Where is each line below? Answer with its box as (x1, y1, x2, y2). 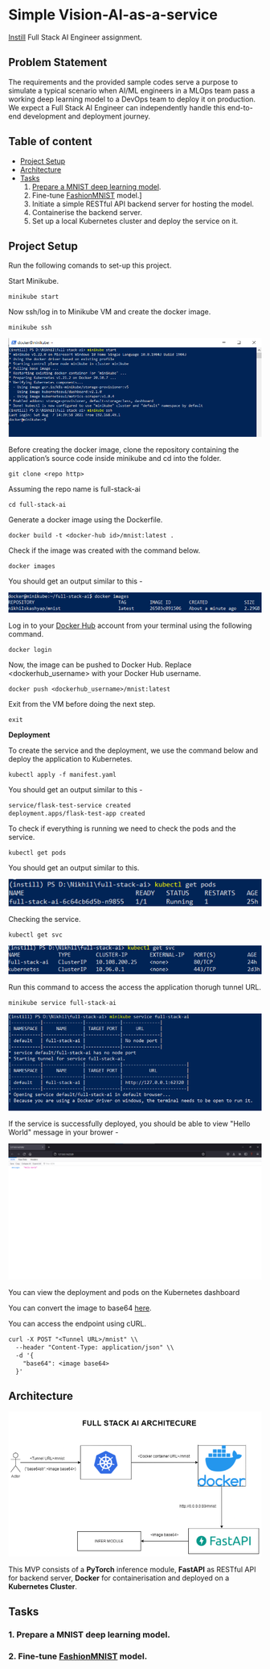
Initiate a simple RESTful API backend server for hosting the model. (31, 199, 255, 209)
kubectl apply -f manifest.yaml (8, 770, 117, 778)
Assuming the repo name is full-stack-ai (8, 484, 141, 494)
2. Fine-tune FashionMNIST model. (8, 1650, 148, 1662)
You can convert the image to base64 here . (8, 1303, 152, 1313)
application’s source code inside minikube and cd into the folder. (8, 454, 222, 463)
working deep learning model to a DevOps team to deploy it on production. (8, 94, 256, 104)
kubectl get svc (8, 931, 63, 939)
